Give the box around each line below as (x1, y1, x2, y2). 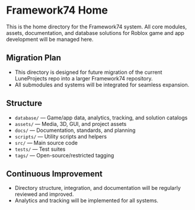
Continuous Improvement (6, 169, 103, 179)
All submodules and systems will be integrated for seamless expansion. (14, 81, 190, 88)
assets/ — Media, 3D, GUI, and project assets (14, 120, 127, 127)
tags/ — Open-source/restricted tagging (14, 151, 114, 159)
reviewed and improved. (14, 190, 74, 198)
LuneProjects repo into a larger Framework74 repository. (14, 75, 153, 82)
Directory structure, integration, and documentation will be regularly (14, 185, 181, 192)
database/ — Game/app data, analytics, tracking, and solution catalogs (14, 114, 188, 121)
